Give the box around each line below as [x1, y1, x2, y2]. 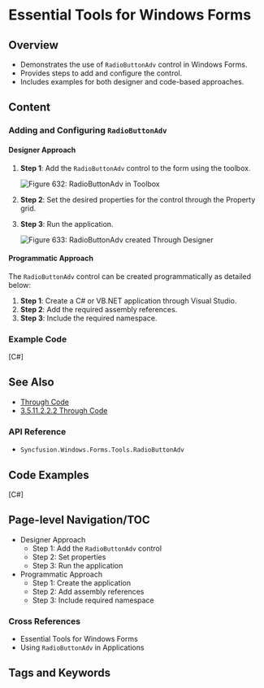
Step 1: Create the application [32, 577, 132, 587]
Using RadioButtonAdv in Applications [19, 642, 145, 652]
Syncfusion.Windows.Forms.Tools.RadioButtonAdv [19, 446, 184, 455]
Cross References [8, 616, 81, 627]
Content [8, 100, 51, 115]
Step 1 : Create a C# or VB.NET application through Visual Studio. [19, 295, 237, 306]
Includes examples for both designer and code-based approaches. [19, 77, 245, 86]
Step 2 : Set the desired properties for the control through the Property [19, 194, 256, 204]
